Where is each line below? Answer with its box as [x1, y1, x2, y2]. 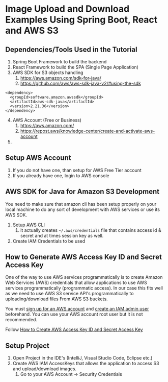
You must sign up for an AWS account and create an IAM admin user [5, 306, 149, 312]
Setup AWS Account [5, 154, 71, 162]
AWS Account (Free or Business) [12, 117, 81, 123]
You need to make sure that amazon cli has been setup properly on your [5, 201, 157, 207]
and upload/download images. [12, 366, 77, 372]
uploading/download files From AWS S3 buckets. [5, 296, 108, 302]
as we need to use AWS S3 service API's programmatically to [5, 291, 134, 297]
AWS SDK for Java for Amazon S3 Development [5, 187, 159, 196]
